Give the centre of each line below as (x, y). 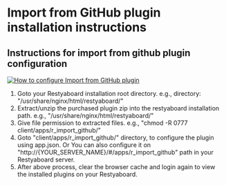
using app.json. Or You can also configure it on (84, 145)
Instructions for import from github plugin (99, 53)
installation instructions (77, 27)
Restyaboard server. (46, 159)
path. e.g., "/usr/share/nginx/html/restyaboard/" (85, 116)
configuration (37, 64)
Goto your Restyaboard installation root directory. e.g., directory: (109, 94)
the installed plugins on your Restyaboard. (77, 174)
